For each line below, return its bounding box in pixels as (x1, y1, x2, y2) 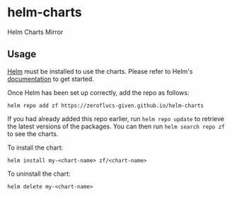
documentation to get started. (7, 74, 94, 83)
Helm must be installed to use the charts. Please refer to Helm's (7, 67, 193, 75)
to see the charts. (7, 129, 59, 138)
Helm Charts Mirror (7, 28, 64, 36)
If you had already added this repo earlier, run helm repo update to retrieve (7, 114, 225, 123)
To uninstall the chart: (7, 169, 71, 178)
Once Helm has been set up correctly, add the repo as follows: (7, 88, 190, 96)
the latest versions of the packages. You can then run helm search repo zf (7, 122, 225, 130)
